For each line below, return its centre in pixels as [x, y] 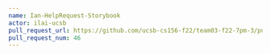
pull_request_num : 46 [45, 38]
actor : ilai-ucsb [38, 23]
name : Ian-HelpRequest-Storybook [65, 15]
